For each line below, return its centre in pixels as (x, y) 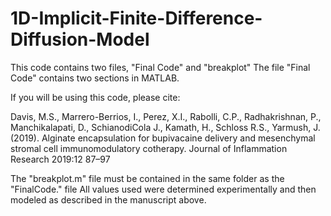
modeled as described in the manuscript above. (108, 199)
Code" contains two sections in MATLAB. (95, 78)
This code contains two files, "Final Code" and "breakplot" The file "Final (160, 67)
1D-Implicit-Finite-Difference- (136, 18)
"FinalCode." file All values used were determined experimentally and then (163, 189)
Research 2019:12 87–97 (60, 159)
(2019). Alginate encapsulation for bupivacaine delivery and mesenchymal (163, 138)
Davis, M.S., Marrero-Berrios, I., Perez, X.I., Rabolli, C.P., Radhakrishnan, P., (166, 116)
